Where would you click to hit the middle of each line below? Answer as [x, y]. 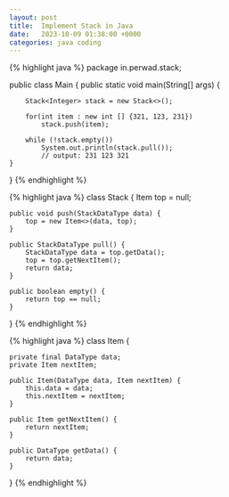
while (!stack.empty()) [70, 140]
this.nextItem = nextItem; [75, 396]
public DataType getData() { [63, 451]
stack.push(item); [75, 125]
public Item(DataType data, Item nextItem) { [95, 381]
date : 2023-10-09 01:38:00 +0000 [75, 34]
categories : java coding [55, 42]
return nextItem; [57, 428]
